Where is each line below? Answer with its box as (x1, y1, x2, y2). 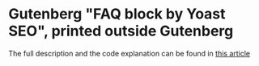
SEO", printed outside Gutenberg (8, 22, 234, 40)
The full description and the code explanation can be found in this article (8, 48, 251, 58)
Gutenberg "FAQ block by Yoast (8, 5, 226, 23)
